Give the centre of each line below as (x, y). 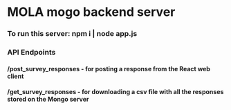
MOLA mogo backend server (91, 12)
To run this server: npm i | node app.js (72, 34)
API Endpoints (31, 53)
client (16, 76)
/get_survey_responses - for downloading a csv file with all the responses (115, 92)
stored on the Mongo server (48, 99)
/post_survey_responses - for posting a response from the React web (109, 68)
